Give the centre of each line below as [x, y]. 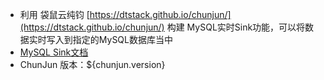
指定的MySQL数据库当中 [122, 39]
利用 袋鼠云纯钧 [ [54, 14]
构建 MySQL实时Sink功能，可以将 [236, 27]
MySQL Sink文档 [54, 52]
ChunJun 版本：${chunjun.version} [92, 64]
